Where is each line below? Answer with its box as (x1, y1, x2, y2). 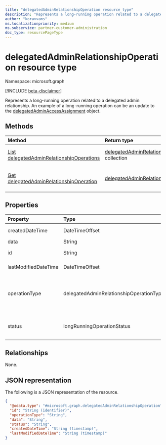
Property (7, 215, 29, 222)
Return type (104, 137, 133, 144)
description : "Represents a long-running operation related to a (5, 12, 142, 17)
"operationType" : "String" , (9, 412, 68, 417)
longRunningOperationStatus (63, 323, 131, 329)
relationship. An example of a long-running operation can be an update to (5, 102, 155, 109)
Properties (5, 201, 39, 209)
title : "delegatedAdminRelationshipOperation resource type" (5, 7, 134, 12)
